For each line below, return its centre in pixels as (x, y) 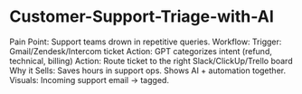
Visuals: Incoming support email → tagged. (90, 80)
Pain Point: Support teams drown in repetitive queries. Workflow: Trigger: (146, 42)
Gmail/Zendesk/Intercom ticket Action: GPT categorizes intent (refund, (141, 51)
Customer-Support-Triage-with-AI (142, 17)
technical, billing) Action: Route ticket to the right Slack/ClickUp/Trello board (151, 61)
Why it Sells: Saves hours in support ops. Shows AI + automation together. (148, 70)
